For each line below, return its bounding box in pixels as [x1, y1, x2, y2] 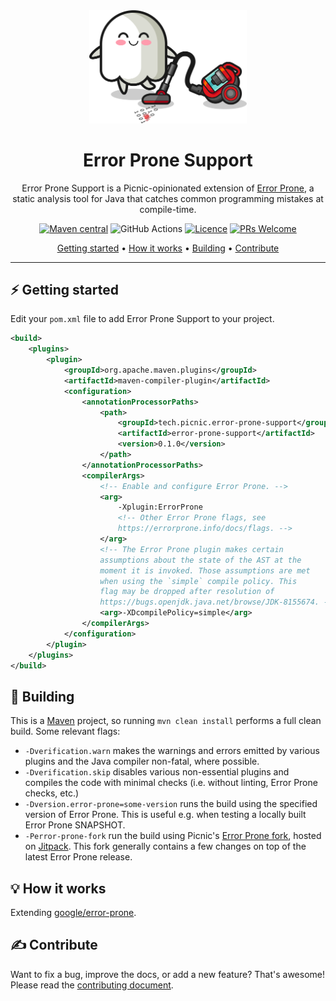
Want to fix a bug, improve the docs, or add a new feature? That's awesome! [10, 968, 325, 980]
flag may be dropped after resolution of [99, 587, 275, 597]
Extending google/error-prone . [10, 907, 137, 918]
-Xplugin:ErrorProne [117, 502, 203, 513]
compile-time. [139, 203, 197, 215]
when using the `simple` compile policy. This [99, 576, 298, 586]
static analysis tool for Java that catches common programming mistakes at [12, 192, 324, 204]
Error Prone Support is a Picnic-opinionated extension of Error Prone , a [21, 182, 315, 194]
